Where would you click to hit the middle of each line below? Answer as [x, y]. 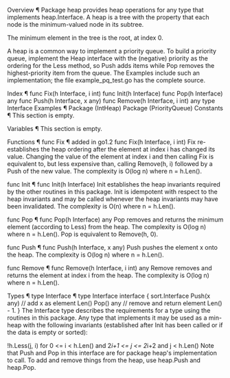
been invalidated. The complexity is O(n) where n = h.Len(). [91, 206]
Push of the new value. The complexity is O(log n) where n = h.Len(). [105, 171]
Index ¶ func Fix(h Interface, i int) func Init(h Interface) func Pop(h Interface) [115, 93]
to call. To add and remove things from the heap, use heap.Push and [104, 360]
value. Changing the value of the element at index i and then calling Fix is [111, 156]
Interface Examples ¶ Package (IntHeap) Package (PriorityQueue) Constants [115, 108]
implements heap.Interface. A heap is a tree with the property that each [108, 17]
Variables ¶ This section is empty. [55, 129]
